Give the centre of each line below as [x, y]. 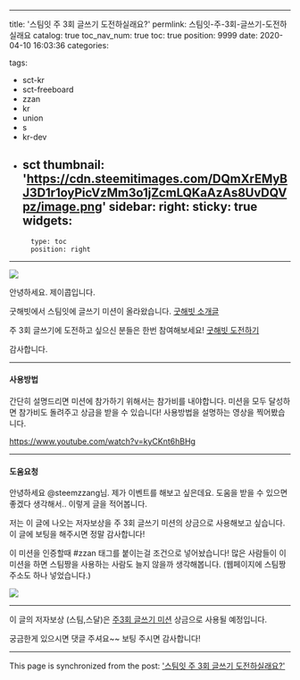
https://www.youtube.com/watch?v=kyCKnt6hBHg [103, 441]
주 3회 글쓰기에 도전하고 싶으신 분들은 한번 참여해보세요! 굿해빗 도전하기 [134, 330]
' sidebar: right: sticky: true [180, 207]
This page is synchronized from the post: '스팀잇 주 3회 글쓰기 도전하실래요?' [147, 666]
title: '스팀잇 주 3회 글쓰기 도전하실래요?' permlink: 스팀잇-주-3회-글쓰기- [137, 24]
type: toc [49, 241]
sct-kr [33, 80]
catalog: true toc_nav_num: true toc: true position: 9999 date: [146, 35]
